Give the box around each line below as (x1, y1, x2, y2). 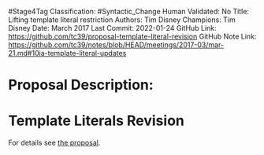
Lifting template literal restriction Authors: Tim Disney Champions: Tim (8, 15, 236, 24)
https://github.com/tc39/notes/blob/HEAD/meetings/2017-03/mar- (8, 40, 225, 50)
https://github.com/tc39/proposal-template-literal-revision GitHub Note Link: (8, 31, 257, 41)
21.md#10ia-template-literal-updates (8, 49, 127, 57)
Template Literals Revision (8, 112, 185, 130)
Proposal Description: (8, 76, 154, 94)
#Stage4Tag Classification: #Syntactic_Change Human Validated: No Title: (8, 7, 250, 16)
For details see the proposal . (8, 138, 101, 148)
